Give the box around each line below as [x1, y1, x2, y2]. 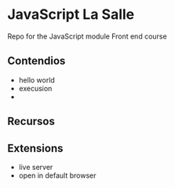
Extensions [7, 142, 64, 155]
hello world [18, 75, 56, 84]
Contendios [7, 54, 66, 68]
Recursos [7, 115, 56, 128]
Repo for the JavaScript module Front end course [7, 31, 167, 41]
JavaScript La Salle [7, 6, 135, 24]
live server [18, 162, 53, 171]
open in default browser [18, 171, 97, 180]
